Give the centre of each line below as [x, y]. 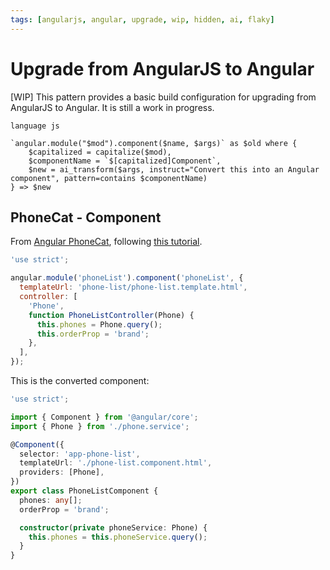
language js [35, 126]
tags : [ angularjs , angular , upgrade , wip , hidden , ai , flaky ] [142, 19]
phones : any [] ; [51, 500]
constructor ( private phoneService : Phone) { [113, 527]
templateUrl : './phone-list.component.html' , [116, 463]
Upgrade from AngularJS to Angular [162, 68]
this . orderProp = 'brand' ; [93, 334]
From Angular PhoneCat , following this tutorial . [106, 242]
